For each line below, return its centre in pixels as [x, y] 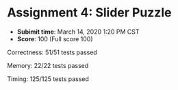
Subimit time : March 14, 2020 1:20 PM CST [78, 32]
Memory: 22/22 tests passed [48, 65]
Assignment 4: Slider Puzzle [89, 13]
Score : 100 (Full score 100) [55, 38]
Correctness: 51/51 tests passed [52, 52]
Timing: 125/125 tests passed [48, 79]
